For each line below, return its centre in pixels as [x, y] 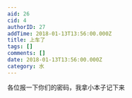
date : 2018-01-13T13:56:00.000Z [55, 60]
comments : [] [26, 54]
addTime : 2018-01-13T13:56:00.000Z [60, 33]
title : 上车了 [26, 40]
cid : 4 [17, 20]
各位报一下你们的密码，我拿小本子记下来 [66, 87]
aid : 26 [19, 14]
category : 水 [26, 66]
